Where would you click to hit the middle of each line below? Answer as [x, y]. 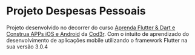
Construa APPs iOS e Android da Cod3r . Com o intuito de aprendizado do [98, 33]
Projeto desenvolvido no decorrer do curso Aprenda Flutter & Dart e [91, 27]
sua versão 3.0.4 [27, 47]
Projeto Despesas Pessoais [76, 11]
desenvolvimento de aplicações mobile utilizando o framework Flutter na [97, 40]
